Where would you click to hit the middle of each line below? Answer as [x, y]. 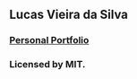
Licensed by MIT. [47, 65]
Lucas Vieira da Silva [68, 15]
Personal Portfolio [49, 40]
